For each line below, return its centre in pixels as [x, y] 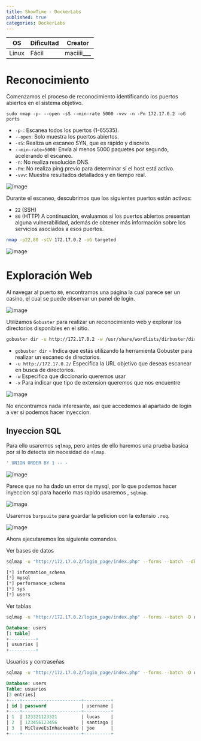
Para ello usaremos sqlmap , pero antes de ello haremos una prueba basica [97, 445]
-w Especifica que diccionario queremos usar [70, 376]
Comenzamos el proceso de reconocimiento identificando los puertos [92, 97]
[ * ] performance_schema [36, 583]
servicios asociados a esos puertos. [59, 229]
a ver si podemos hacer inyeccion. [48, 412]
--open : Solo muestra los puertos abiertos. [67, 137]
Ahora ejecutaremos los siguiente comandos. [62, 539]
